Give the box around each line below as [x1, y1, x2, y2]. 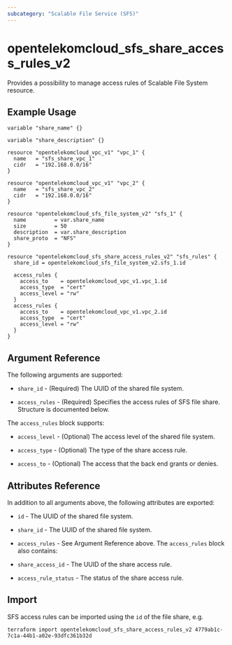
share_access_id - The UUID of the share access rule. [17, 560, 173, 568]
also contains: [17, 547, 58, 555]
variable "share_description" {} [7, 137, 105, 144]
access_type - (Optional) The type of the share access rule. [17, 446, 187, 455]
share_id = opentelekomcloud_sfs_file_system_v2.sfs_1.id [13, 260, 187, 267]
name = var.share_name [13, 216, 105, 224]
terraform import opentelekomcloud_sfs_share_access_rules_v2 [7, 626, 192, 633]
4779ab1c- [194, 626, 224, 633]
